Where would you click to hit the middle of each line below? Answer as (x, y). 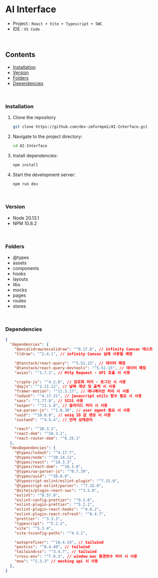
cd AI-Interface (30, 146)
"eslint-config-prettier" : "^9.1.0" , (55, 500)
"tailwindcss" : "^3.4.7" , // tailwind (56, 552)
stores (19, 306)
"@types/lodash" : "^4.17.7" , (45, 452)
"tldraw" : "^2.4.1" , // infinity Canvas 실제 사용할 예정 (73, 354)
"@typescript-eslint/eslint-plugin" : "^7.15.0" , (67, 481)
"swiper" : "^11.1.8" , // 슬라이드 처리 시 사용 (61, 405)
